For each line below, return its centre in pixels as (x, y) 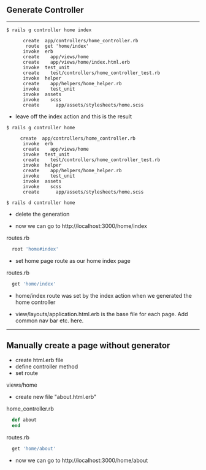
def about (24, 420)
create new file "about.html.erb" (56, 397)
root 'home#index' (36, 249)
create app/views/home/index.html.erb (76, 62)
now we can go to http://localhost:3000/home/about (82, 460)
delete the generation (42, 214)
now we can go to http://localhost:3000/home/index (81, 226)
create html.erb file (39, 360)
